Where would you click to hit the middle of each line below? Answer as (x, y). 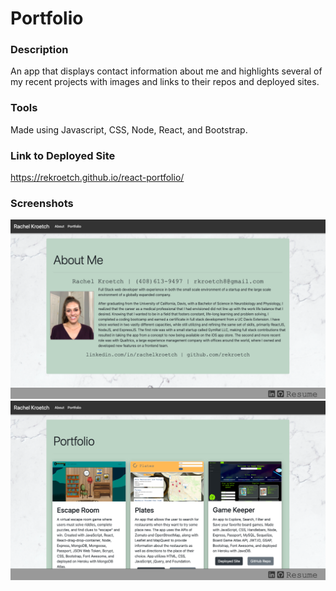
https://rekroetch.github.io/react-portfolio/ (97, 178)
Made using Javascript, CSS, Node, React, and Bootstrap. (129, 129)
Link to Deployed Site (63, 155)
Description (39, 50)
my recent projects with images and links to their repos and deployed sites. (165, 82)
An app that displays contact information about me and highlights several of (166, 71)
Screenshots (42, 203)
